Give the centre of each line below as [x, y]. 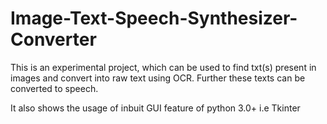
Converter [53, 39]
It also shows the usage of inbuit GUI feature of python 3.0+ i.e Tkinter [155, 108]
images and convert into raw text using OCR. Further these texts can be [158, 78]
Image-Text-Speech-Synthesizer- [154, 18]
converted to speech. [54, 88]
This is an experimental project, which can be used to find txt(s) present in [163, 67]
